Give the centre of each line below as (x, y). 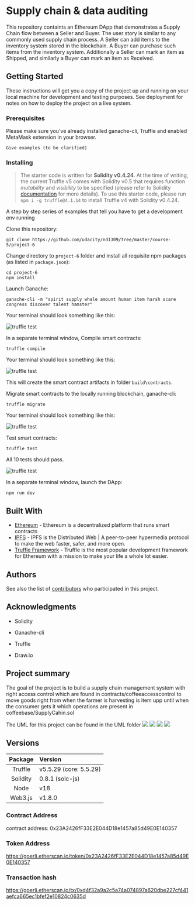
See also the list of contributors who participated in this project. (83, 588)
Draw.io (24, 655)
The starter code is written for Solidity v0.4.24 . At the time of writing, (104, 175)
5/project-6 (20, 245)
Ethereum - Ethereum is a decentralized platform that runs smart (92, 525)
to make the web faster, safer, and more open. (70, 544)
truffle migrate (26, 404)
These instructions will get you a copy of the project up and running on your (97, 90)
